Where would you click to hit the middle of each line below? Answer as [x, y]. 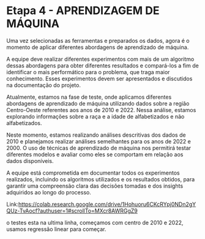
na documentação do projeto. [44, 85]
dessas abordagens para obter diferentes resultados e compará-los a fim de [102, 66]
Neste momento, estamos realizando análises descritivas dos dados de [96, 135]
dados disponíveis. [30, 161]
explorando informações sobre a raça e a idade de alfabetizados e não [95, 116]
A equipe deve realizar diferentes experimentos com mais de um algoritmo [100, 59]
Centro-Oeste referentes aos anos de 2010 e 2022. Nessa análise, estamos [101, 110]
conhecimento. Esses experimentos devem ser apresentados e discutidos [99, 78]
